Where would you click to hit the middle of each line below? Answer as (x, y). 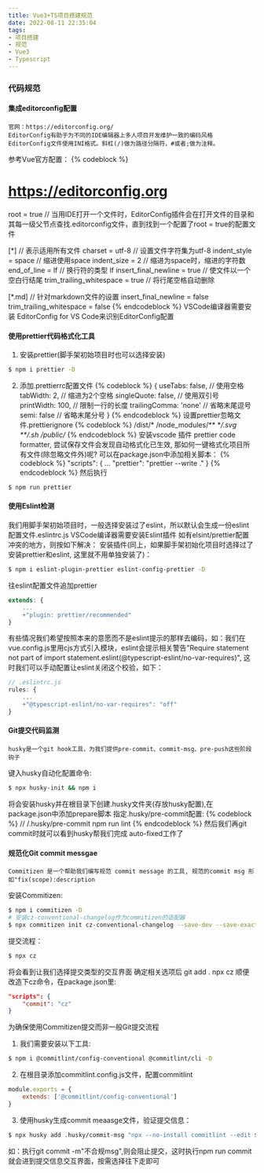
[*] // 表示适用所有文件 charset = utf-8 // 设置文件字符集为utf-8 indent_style (130, 250)
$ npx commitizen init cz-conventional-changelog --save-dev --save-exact (133, 925)
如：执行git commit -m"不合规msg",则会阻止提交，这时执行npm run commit (130, 1151)
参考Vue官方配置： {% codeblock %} (68, 159)
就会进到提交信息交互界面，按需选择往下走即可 (84, 1160)
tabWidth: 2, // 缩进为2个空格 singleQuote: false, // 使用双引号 (119, 396)
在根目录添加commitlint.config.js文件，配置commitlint (106, 1075)
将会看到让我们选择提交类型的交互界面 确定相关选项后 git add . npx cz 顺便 (129, 972)
